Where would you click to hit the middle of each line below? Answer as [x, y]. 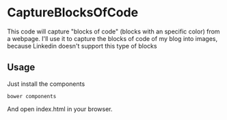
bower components [32, 96]
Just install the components [46, 84]
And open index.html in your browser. [60, 109]
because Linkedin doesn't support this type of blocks [82, 46]
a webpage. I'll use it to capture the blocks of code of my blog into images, [112, 38]
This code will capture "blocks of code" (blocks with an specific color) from [113, 31]
